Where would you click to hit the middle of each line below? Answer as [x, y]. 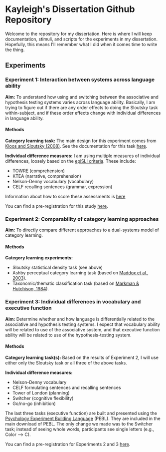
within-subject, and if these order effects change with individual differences [83, 113]
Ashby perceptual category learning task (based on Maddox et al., [80, 273]
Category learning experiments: [39, 258]
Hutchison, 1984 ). [30, 289]
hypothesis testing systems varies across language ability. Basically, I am [80, 102]
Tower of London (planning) [41, 393]
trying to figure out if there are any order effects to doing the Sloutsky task [82, 107]
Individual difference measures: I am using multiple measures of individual [83, 156]
